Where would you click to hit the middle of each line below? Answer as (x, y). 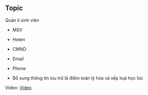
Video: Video (18, 88)
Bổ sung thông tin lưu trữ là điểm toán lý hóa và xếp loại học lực (78, 78)
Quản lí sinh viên (22, 20)
